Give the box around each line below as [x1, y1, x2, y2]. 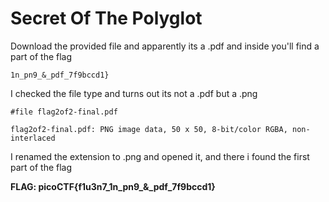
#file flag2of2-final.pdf [10, 107, 118, 117]
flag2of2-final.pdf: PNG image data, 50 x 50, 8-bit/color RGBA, [10, 124, 288, 134]
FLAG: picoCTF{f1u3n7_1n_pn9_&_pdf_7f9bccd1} [10, 180, 216, 192]
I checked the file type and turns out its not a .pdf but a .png [10, 87, 258, 99]
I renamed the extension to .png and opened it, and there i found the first [10, 150, 310, 162]
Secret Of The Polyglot [10, 7, 203, 30]
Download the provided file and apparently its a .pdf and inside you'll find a [10, 40, 320, 52]
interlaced [10, 133, 56, 143]
